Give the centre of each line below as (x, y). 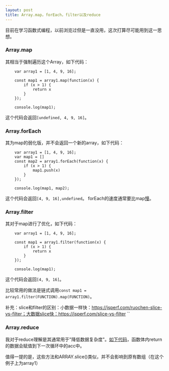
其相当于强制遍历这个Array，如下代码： (47, 61)
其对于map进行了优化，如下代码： (41, 224)
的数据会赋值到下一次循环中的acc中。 (45, 345)
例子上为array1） (23, 363)
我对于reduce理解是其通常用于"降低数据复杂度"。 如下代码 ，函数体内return (84, 339)
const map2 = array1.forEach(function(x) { (62, 162)
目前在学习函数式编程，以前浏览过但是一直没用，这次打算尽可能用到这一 (81, 30)
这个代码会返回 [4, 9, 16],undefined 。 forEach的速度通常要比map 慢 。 (80, 199)
